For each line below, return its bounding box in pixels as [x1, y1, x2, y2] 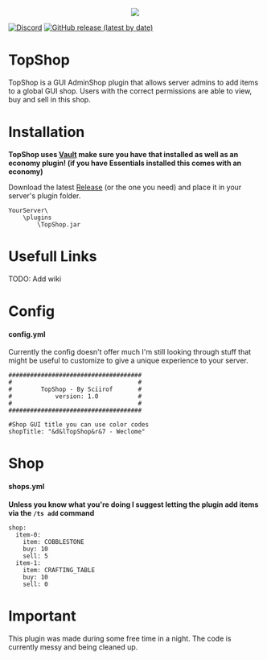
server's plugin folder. [8, 190, 81, 201]
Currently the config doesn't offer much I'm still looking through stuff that [8, 347, 252, 357]
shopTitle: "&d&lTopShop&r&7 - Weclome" [8, 428, 146, 436]
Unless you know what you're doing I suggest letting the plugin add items [8, 500, 259, 509]
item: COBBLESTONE [23, 538, 84, 546]
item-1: [15, 558, 42, 567]
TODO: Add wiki [8, 274, 62, 284]
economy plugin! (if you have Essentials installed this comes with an [8, 158, 242, 168]
